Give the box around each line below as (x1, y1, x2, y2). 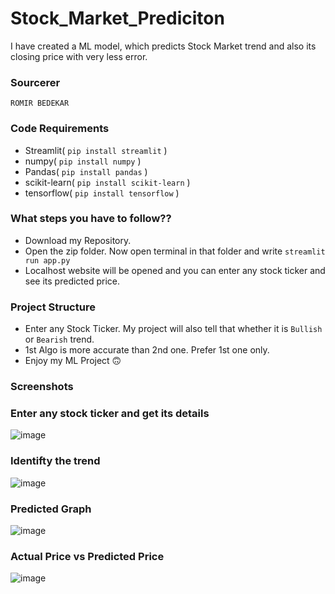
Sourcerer (10, 75, 61, 89)
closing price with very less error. (10, 50, 148, 62)
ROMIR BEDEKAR (10, 98, 70, 109)
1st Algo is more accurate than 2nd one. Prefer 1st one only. (24, 344, 270, 356)
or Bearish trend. (24, 333, 95, 346)
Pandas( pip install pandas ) (24, 165, 148, 177)
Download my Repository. (24, 234, 132, 246)
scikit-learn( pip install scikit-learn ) (24, 176, 191, 188)
